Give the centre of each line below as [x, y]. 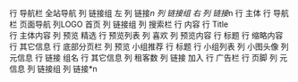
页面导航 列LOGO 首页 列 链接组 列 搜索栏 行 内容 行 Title [124, 24]
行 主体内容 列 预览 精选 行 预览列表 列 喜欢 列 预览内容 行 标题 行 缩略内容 [146, 35]
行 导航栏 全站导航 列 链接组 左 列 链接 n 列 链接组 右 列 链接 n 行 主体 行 [140, 13]
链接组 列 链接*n [68, 69]
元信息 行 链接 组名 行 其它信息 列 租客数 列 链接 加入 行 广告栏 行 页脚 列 [144, 57]
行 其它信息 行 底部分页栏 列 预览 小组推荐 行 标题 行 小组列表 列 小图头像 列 [149, 46]
